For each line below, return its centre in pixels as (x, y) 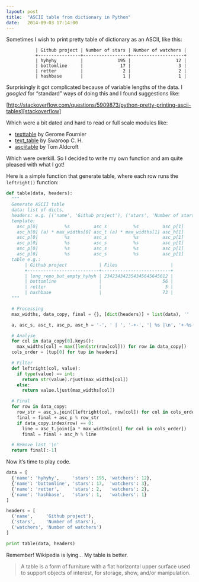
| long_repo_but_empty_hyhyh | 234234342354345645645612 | (99, 276)
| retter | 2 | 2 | (111, 71)
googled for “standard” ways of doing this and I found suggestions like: (93, 94)
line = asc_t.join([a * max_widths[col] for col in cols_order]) (104, 428)
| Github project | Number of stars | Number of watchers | (111, 50)
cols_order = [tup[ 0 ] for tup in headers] (65, 352)
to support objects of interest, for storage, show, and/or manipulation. (105, 573)
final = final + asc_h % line (59, 434)
